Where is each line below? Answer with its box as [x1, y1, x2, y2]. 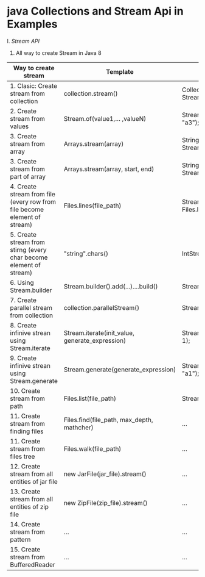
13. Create [10, 487, 41, 495]
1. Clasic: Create [10, 81, 57, 90]
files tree [10, 452, 35, 461]
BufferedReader [10, 560, 55, 568]
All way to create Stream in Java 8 [15, 49, 102, 56]
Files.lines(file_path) [63, 201, 122, 210]
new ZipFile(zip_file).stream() [63, 498, 148, 507]
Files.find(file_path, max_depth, [63, 415, 153, 424]
